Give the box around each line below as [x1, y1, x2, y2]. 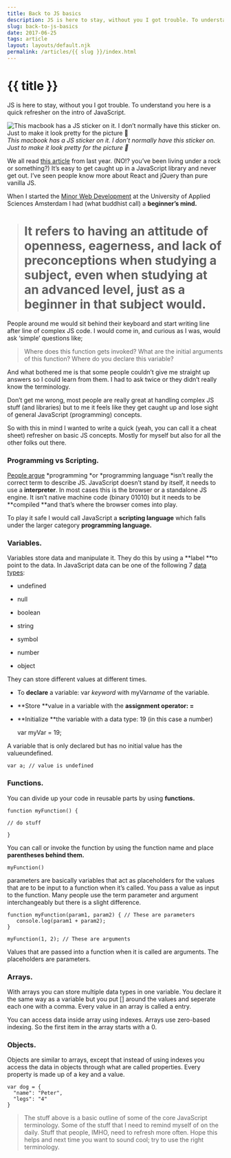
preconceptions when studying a [23, 253, 217, 268]
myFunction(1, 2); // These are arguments [7, 935, 131, 943]
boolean [16, 608, 41, 616]
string [16, 622, 34, 630]
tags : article [7, 36, 48, 43]
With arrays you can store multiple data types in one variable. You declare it [7, 987, 221, 996]
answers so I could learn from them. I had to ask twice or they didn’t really [7, 375, 217, 383]
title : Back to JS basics [7, 10, 81, 17]
